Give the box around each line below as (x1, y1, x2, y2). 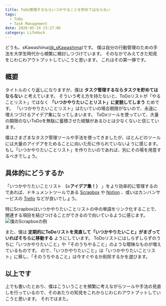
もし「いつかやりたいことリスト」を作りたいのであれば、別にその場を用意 (5, 147, 157, 153)
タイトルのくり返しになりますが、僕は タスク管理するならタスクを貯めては (5, 87, 159, 93)
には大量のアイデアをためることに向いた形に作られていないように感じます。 (5, 141, 161, 147)
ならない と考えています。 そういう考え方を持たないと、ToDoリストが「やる (5, 93, 161, 99)
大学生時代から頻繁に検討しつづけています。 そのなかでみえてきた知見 (13, 51, 158, 56)
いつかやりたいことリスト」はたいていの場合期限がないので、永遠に (19, 105, 158, 111)
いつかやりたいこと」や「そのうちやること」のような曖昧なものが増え (18, 241, 162, 247)
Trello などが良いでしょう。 (23, 195, 80, 201)
